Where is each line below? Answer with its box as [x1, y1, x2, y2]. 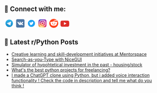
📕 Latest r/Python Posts [4, 38, 79, 46]
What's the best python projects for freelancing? [11, 67, 110, 73]
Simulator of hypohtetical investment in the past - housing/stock [11, 61, 143, 67]
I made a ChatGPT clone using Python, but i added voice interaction [11, 72, 150, 78]
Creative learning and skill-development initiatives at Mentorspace [11, 51, 147, 57]
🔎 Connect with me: [4, 5, 66, 13]
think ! [11, 83, 24, 89]
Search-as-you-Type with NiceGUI [11, 56, 82, 62]
